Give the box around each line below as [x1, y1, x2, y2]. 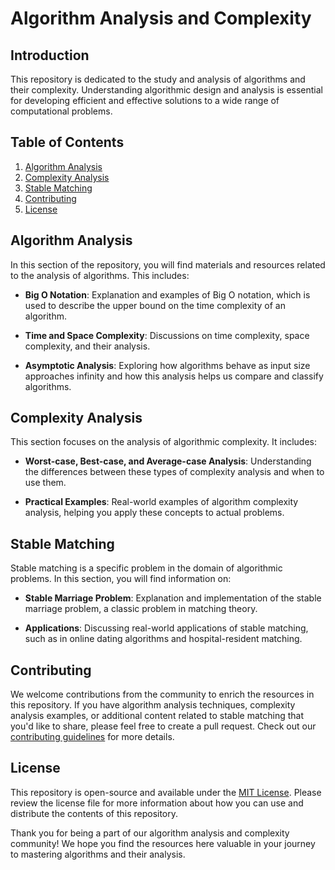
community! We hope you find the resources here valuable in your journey [10, 837, 316, 849]
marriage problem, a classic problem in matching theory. [24, 603, 258, 615]
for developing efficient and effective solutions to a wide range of [10, 95, 280, 106]
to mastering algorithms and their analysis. [10, 848, 186, 860]
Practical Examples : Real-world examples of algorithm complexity [24, 496, 299, 508]
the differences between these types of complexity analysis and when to [24, 466, 325, 478]
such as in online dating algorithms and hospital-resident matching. [24, 633, 303, 645]
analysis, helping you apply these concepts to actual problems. [24, 507, 285, 519]
